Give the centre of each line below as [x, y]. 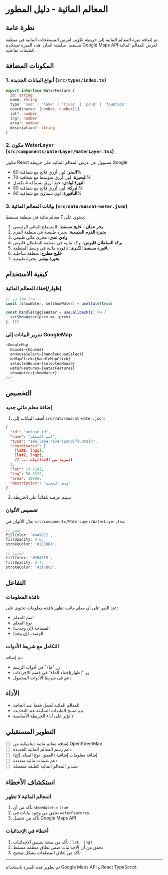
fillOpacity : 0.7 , [25, 562]
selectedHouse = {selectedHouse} [43, 363]
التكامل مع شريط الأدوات [32, 647]
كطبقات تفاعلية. [20, 50]
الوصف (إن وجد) [28, 634]
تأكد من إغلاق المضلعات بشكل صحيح [47, 853]
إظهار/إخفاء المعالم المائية [33, 288]
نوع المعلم [22, 623]
